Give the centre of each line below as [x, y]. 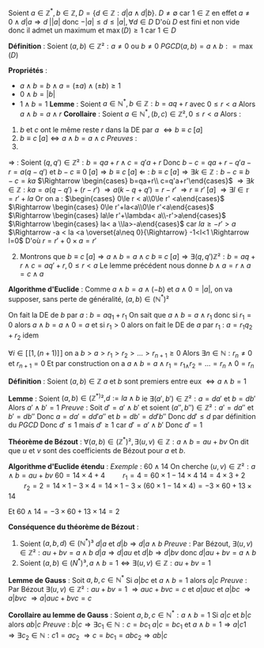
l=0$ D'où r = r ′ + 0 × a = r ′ [53, 240]
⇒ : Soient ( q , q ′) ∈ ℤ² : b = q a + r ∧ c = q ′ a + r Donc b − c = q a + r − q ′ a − [130, 162]
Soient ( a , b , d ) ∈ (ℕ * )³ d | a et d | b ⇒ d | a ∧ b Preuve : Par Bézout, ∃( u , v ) [136, 543]
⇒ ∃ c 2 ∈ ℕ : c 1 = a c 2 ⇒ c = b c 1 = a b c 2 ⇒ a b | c [88, 636]
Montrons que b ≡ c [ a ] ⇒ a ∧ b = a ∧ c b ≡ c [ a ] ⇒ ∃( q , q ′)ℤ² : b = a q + [138, 256]
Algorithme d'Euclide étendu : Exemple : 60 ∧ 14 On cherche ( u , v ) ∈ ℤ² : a [132, 466]
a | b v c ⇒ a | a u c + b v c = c [50, 598]
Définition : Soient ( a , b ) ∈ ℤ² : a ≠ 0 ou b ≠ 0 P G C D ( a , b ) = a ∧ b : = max [130, 46]
